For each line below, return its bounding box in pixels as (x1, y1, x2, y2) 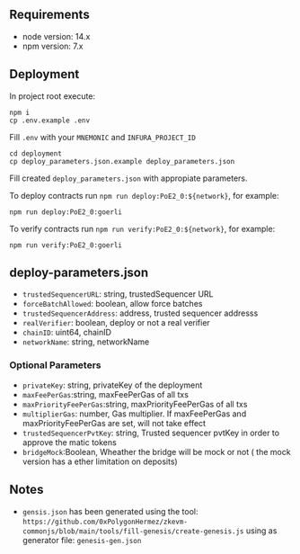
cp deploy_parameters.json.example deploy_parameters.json (9, 156, 235, 165)
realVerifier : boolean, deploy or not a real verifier (22, 317, 211, 328)
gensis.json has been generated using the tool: (22, 505, 199, 516)
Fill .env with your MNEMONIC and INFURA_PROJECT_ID (9, 131, 196, 142)
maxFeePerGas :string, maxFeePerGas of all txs (22, 389, 189, 399)
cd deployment (9, 148, 63, 158)
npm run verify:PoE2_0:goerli (9, 240, 123, 250)
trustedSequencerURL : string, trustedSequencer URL (22, 289, 214, 299)
